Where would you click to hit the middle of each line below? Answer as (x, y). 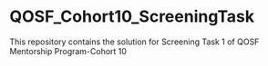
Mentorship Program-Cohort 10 (68, 51)
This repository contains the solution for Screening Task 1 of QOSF (134, 42)
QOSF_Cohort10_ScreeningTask (132, 17)
